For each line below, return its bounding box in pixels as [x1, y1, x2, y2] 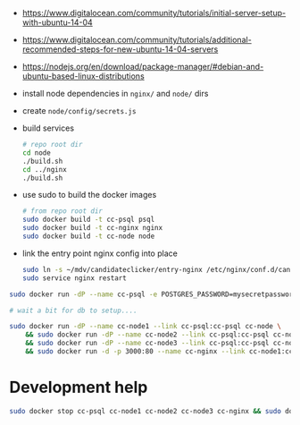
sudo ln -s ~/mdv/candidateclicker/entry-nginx [21, 265, 203, 274]
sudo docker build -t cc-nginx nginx [21, 224, 163, 233]
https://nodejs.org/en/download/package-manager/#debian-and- [21, 62, 264, 72]
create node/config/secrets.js [21, 106, 137, 115]
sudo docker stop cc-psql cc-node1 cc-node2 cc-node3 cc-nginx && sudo [9, 406, 281, 415]
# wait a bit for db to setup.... [9, 306, 138, 315]
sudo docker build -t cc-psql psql [21, 215, 155, 225]
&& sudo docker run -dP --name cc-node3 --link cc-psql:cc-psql [25, 339, 270, 348]
